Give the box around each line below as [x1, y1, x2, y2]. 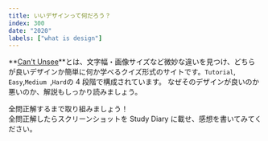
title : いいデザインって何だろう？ [8, 11, 111, 20]
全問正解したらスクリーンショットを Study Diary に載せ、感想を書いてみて [8, 114, 255, 124]
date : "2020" [8, 26, 52, 34]
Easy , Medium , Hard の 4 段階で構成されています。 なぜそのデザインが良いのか [8, 77, 260, 87]
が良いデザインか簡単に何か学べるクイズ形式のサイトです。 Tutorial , [8, 67, 236, 77]
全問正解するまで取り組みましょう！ [8, 104, 129, 114]
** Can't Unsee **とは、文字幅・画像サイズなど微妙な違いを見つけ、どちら [8, 57, 256, 66]
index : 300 [8, 19, 45, 27]
